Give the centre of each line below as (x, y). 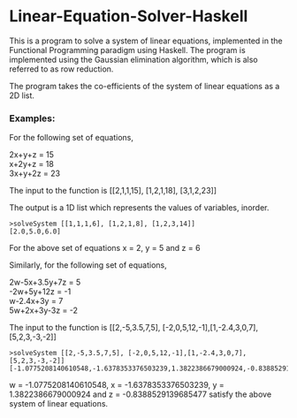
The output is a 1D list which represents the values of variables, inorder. (139, 208)
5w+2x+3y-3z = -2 (43, 310)
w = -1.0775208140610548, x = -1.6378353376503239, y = (117, 385)
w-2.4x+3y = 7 (36, 301)
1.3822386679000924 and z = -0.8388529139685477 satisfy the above (141, 394)
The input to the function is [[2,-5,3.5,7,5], (85, 328)
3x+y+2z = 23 (34, 173)
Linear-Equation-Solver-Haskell (129, 16)
